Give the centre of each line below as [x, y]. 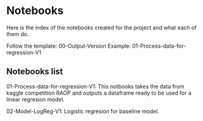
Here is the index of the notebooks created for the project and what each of [102, 28]
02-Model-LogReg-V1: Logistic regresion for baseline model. [83, 111]
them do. [18, 34]
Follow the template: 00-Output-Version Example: [69, 46]
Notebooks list [35, 72]
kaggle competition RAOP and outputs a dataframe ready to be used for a [99, 93]
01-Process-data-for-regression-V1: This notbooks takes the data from [95, 86]
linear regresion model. [35, 99]
